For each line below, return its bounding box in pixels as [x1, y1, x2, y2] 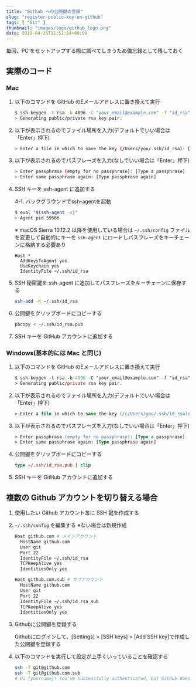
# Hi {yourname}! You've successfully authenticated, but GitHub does [14, 676, 191, 682]
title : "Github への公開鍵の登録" [6, 8, 83, 15]
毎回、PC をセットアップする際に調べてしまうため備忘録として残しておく [6, 48, 183, 55]
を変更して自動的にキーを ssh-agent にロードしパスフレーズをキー [14, 233, 174, 241]
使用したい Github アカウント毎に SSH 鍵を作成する [14, 509, 139, 516]
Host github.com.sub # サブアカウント [14, 577, 104, 583]
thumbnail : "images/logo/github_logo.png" [6, 25, 111, 31]
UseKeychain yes [20, 263, 60, 269]
